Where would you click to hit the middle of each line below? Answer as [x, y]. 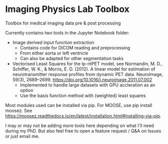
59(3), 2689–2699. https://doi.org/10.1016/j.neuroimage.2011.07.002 [82, 79]
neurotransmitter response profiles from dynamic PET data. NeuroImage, [88, 74]
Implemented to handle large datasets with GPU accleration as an [88, 85]
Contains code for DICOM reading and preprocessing [75, 47]
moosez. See [19, 110]
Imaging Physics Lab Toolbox [67, 9]
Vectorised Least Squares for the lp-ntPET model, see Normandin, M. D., [88, 63]
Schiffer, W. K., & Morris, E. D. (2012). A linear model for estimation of [84, 69]
